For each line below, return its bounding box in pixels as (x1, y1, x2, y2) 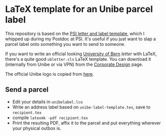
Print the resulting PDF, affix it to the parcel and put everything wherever (12, 120, 161, 126)
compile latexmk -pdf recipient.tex (12, 115, 88, 121)
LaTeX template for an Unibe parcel (5, 3, 153, 15)
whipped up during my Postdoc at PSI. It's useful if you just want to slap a (5, 36, 156, 42)
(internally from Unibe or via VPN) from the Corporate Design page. (5, 61, 143, 67)
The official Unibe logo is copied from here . (5, 71, 94, 77)
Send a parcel (5, 86, 49, 94)
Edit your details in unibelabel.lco (12, 99, 83, 105)
